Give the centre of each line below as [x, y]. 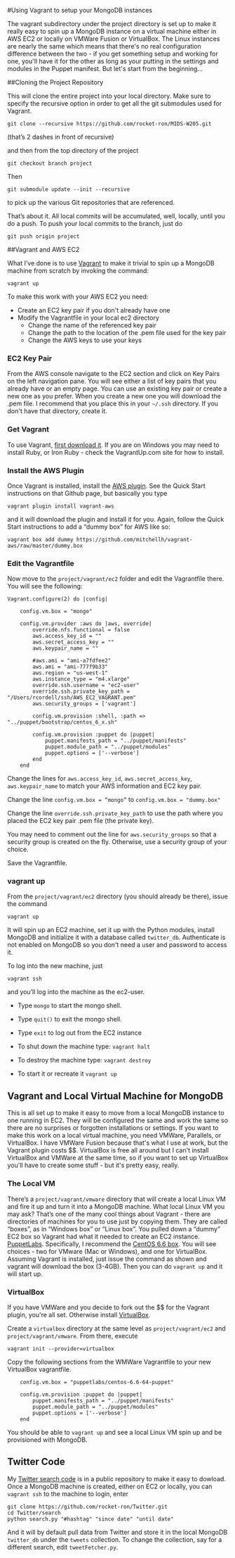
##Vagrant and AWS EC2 [43, 250]
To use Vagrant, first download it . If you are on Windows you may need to [113, 445]
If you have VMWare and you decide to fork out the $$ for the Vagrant [108, 1307]
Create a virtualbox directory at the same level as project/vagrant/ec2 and [116, 1328]
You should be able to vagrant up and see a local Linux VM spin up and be [115, 1432]
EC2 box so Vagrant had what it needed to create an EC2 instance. [103, 1236]
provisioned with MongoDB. [47, 1440]
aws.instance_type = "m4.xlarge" [81, 679]
